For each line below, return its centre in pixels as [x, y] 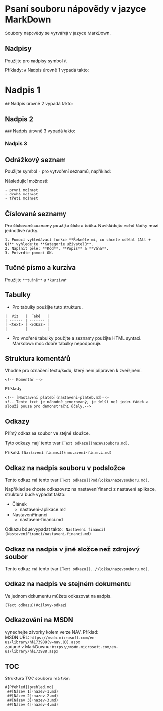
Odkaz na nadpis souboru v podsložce [65, 468]
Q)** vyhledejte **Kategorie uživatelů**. [49, 244]
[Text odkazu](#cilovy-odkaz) [36, 605]
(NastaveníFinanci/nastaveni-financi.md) [48, 534]
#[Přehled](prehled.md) [30, 687]
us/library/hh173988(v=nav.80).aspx [43, 642]
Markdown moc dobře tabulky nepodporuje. [57, 343]
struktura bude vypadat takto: [35, 495]
